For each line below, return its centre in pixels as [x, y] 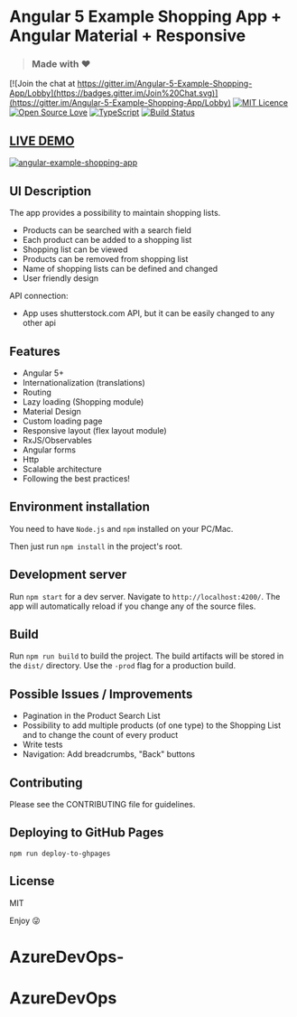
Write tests [42, 745]
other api [39, 323]
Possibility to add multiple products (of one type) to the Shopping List [152, 725]
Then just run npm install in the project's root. [96, 546]
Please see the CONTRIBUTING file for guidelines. [102, 804]
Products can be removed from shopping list [105, 259]
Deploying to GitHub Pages [87, 833]
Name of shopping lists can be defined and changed [120, 269]
